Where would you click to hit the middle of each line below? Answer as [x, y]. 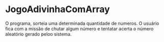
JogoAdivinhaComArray [58, 9]
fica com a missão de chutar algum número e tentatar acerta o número [79, 28]
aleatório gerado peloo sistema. [38, 34]
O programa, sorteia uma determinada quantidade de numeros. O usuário [82, 23]
